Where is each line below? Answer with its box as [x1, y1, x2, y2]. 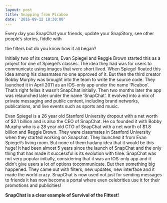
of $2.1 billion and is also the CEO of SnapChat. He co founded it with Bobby [5, 119, 162, 125]
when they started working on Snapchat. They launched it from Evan [5, 134, 146, 141]
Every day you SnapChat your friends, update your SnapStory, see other [5, 31, 154, 37]
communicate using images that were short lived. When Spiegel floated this [5, 66, 161, 72]
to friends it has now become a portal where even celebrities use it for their [5, 177, 160, 183]
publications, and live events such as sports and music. [5, 104, 119, 110]
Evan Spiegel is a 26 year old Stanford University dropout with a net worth [5, 113, 158, 119]
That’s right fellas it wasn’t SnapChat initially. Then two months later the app [5, 87, 161, 93]
